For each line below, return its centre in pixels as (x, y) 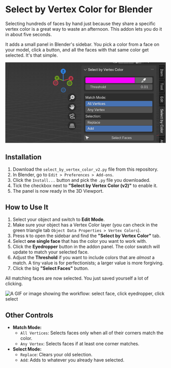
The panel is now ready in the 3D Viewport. (58, 191)
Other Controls (29, 315)
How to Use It (27, 207)
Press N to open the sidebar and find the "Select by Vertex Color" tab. (87, 236)
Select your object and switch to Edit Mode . (59, 220)
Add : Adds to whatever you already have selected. (72, 360)
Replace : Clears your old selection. (56, 355)
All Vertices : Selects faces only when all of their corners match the (92, 333)
